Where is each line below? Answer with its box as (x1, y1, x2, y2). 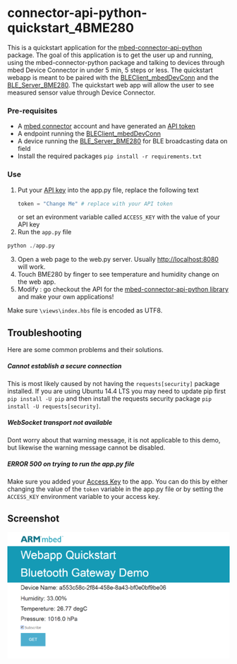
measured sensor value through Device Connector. (7, 88, 156, 97)
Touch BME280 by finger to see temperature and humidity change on (17, 270, 220, 279)
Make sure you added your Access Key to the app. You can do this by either (7, 478, 228, 485)
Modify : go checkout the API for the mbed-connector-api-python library (17, 285, 229, 294)
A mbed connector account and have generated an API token (17, 122, 196, 131)
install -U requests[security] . (7, 402, 101, 411)
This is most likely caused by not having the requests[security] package (7, 380, 220, 388)
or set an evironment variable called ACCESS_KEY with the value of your (17, 213, 221, 222)
